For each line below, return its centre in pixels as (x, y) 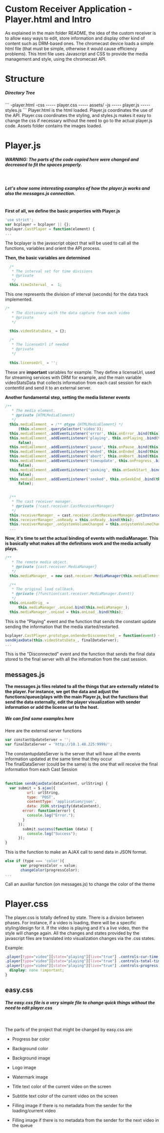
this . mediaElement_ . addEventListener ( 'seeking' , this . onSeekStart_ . (81, 470)
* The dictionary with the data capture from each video (71, 313)
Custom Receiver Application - (69, 9)
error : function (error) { (49, 811)
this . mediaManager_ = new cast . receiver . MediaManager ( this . (72, 576)
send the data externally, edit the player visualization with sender (73, 702)
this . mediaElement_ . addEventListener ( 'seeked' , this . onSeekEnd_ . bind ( (83, 479)
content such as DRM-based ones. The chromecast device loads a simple (79, 43)
